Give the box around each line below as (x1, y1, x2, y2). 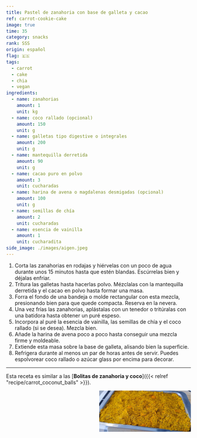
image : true (6, 22, 35, 28)
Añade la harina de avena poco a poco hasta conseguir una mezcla (14, 330, 178, 337)
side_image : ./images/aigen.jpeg (6, 245, 88, 251)
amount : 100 (16, 196, 46, 202)
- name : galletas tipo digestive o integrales (11, 133, 127, 139)
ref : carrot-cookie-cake (6, 15, 67, 22)
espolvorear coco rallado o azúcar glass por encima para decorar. (14, 356, 174, 363)
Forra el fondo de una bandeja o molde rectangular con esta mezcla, (14, 293, 181, 300)
